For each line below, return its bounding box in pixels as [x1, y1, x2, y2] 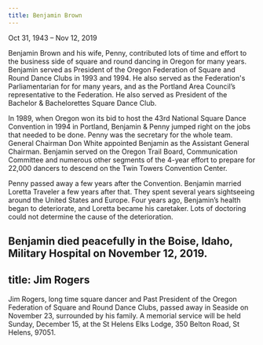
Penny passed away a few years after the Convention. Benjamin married [8, 178, 242, 188]
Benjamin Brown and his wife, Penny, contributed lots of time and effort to [8, 48, 247, 57]
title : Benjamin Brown [8, 11, 82, 20]
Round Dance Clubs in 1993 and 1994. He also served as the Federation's [8, 73, 246, 82]
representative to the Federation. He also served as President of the [8, 89, 228, 99]
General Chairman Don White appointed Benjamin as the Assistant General [8, 138, 250, 147]
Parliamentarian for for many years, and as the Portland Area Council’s [8, 82, 236, 91]
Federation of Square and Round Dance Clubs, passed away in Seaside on [8, 303, 249, 312]
